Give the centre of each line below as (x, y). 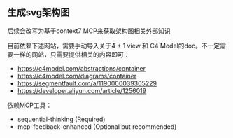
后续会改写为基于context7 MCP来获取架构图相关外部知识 (89, 31)
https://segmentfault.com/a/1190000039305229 (87, 83)
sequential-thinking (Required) (61, 119)
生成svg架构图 (38, 13)
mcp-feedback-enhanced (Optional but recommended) (97, 126)
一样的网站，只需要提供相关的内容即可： (71, 54)
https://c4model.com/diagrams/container (77, 76)
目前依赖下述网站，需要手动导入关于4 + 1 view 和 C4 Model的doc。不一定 (114, 46)
